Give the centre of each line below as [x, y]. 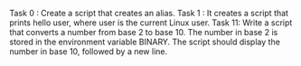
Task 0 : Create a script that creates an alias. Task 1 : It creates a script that [149, 13]
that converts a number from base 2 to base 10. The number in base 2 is [144, 32]
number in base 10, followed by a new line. [89, 52]
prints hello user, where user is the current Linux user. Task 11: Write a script [151, 23]
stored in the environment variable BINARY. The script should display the [145, 42]
